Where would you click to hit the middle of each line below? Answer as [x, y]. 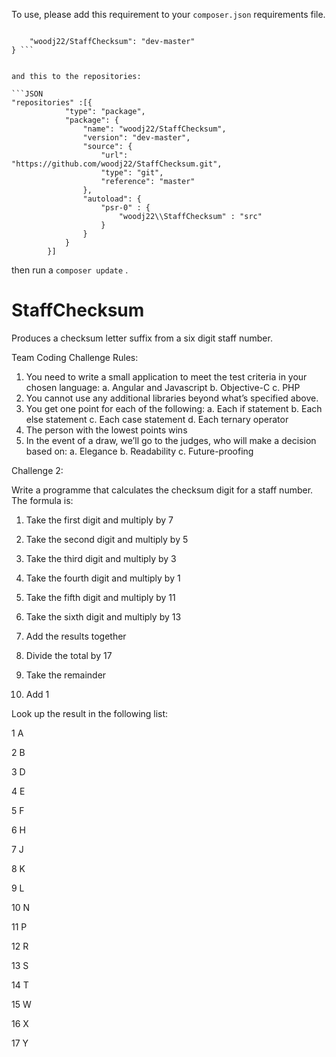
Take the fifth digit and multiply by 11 [100, 597]
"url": [114, 155]
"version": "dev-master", [136, 138]
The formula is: [42, 500]
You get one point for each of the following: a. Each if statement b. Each [174, 408]
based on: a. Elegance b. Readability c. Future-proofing [139, 451]
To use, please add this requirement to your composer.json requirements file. [168, 14]
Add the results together [76, 636]
